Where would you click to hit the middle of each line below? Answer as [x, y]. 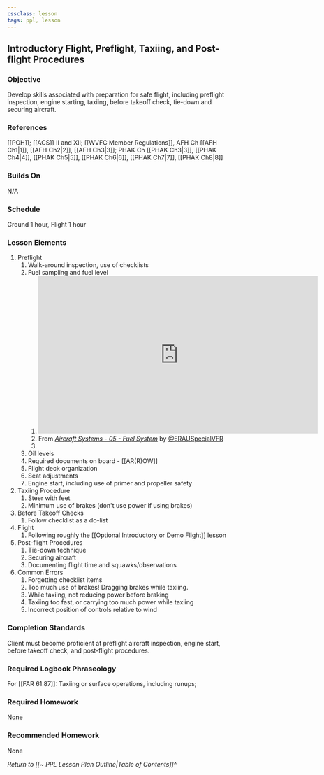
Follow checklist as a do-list [68, 520]
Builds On [24, 176]
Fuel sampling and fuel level [68, 273]
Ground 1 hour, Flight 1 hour [47, 225]
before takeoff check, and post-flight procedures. [79, 650]
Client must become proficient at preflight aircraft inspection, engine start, [114, 643]
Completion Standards [46, 628]
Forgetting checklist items [65, 580]
